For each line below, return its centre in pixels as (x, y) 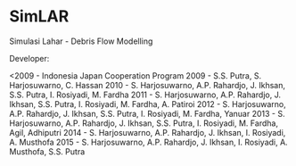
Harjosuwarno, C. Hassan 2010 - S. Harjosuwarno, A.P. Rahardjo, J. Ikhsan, (147, 85)
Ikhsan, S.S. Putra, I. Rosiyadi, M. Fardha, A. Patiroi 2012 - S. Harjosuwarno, (148, 104)
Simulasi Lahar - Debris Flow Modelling (81, 41)
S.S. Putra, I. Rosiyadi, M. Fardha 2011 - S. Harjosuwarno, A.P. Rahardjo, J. (145, 95)
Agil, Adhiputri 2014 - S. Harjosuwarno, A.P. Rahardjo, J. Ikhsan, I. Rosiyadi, (148, 132)
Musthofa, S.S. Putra (47, 151)
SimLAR (39, 17)
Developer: (29, 58)
